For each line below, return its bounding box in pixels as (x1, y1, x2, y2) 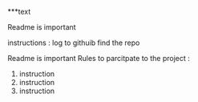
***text (7, 7, 31, 16)
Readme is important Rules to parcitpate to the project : (7, 54, 190, 63)
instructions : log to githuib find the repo (7, 38, 140, 47)
